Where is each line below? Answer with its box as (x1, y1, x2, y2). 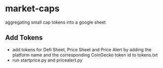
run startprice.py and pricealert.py (12, 57, 83, 63)
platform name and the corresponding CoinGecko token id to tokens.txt (12, 52, 158, 58)
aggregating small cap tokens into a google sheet (5, 19, 106, 25)
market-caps (5, 3, 60, 14)
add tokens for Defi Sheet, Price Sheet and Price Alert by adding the (12, 46, 152, 52)
